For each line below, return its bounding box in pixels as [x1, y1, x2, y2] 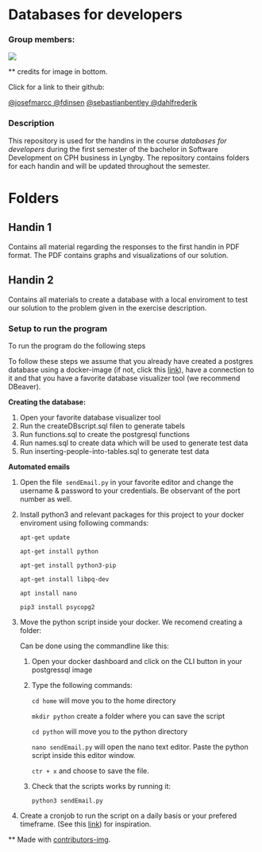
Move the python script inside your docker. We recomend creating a [19, 617, 243, 627]
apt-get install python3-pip [19, 561, 117, 569]
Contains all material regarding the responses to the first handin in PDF [8, 241, 240, 252]
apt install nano [19, 589, 78, 597]
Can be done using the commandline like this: [19, 641, 169, 651]
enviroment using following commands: [19, 518, 149, 527]
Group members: [8, 34, 75, 45]
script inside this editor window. [31, 750, 137, 760]
